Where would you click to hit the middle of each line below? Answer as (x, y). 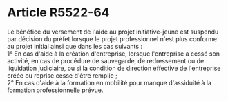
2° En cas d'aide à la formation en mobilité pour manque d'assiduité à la (110, 82)
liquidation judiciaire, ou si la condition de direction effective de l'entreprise (114, 68)
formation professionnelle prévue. (55, 90)
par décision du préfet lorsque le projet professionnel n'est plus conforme (112, 38)
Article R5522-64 (58, 13)
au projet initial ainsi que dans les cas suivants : (75, 46)
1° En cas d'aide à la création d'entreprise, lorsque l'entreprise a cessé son (113, 54)
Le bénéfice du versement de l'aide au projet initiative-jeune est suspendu (113, 32)
